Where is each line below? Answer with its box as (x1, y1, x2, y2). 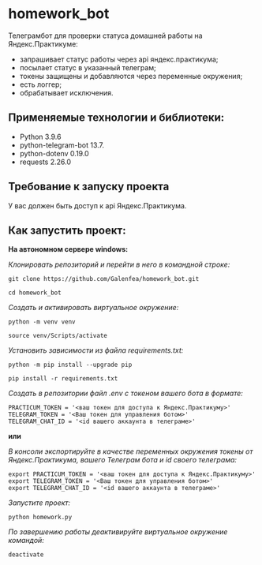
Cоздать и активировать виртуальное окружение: (8, 303, 179, 312)
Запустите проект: (8, 498, 71, 507)
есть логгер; (19, 80, 62, 89)
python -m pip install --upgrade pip (8, 361, 133, 369)
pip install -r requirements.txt (8, 375, 118, 383)
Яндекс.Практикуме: (8, 39, 79, 48)
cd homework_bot (8, 289, 62, 297)
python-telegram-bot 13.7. (19, 140, 105, 150)
